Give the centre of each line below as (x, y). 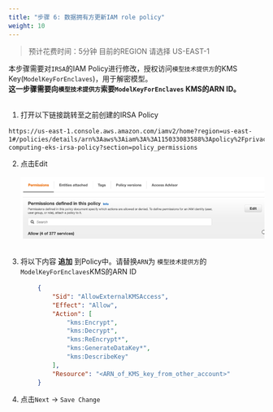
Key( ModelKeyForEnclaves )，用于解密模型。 (80, 78)
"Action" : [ (72, 313)
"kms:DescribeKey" (97, 357)
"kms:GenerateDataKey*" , (108, 348)
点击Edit (34, 164)
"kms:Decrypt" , (92, 331)
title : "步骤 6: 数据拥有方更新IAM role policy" (87, 17)
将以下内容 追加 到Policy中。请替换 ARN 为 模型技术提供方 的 (113, 261)
